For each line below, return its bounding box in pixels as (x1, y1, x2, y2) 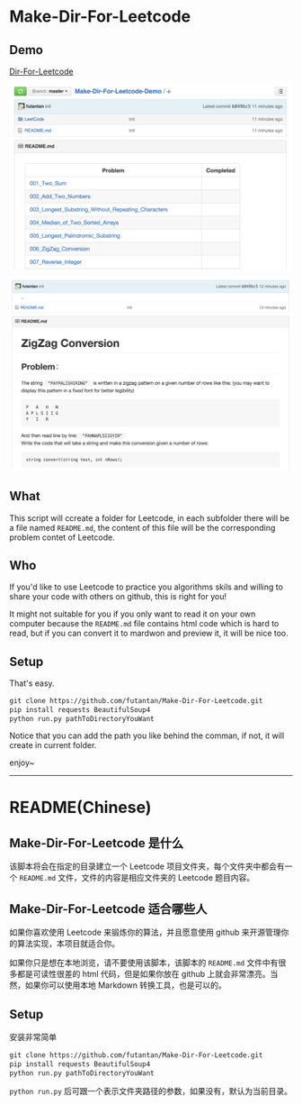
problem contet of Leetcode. (9, 532, 115, 543)
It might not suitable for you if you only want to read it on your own (9, 608, 256, 619)
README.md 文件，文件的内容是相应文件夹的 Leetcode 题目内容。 (19, 872, 254, 883)
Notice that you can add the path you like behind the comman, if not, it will (9, 730, 285, 741)
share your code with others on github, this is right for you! (9, 591, 227, 602)
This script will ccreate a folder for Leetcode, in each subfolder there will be (9, 512, 290, 524)
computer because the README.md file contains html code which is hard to (9, 618, 280, 629)
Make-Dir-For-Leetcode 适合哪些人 (9, 901, 208, 917)
